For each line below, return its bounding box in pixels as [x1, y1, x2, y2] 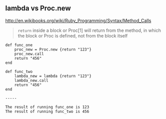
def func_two [5, 69, 33, 74]
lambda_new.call [14, 78, 49, 83]
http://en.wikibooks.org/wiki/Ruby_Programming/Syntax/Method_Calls [5, 17, 152, 23]
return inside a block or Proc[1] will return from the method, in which [17, 27, 161, 33]
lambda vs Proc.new [5, 4, 71, 13]
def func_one [5, 43, 33, 48]
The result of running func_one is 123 [5, 104, 90, 109]
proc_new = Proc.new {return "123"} [14, 47, 92, 52]
